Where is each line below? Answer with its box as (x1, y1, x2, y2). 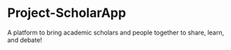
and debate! (7, 35, 42, 44)
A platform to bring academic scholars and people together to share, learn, (7, 28, 225, 37)
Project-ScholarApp (7, 5, 127, 21)
